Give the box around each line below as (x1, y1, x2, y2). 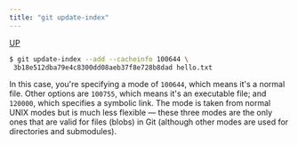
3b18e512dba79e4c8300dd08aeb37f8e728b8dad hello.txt (12, 63, 213, 72)
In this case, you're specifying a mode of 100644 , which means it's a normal (9, 79, 286, 90)
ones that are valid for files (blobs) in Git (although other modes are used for (9, 117, 289, 127)
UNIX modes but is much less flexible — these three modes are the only (9, 108, 273, 118)
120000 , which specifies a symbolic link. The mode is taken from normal (9, 98, 271, 109)
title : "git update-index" (9, 12, 109, 22)
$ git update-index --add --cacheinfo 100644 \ (9, 54, 189, 63)
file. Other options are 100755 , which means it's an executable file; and (9, 88, 267, 99)
